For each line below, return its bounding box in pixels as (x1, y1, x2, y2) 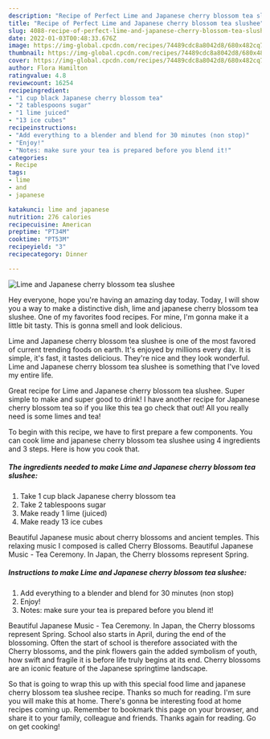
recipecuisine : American (8, 220, 92, 229)
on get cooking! (8, 721, 60, 731)
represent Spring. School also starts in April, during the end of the (8, 629, 227, 639)
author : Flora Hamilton (8, 64, 88, 72)
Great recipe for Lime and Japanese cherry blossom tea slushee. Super (8, 386, 245, 395)
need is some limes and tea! (8, 411, 101, 421)
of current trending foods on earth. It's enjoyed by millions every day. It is (8, 345, 252, 354)
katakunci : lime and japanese (8, 206, 110, 214)
